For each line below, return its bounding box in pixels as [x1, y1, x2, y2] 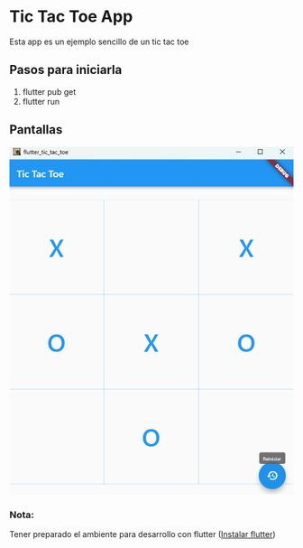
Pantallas [9, 122, 63, 137]
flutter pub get [22, 86, 77, 97]
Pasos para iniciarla [9, 62, 123, 78]
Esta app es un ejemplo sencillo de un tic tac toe [9, 36, 189, 47]
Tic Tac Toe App [9, 6, 133, 27]
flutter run [22, 96, 60, 107]
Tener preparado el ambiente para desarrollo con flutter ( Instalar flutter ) [9, 529, 277, 540]
